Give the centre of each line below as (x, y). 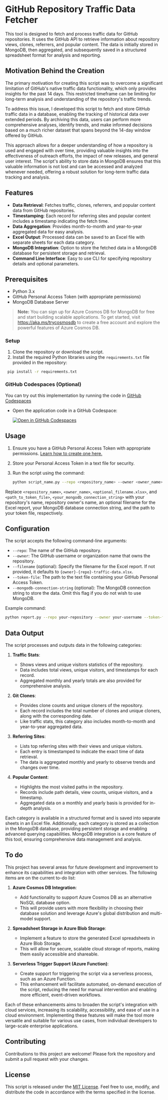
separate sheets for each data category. (54, 242)
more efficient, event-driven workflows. (60, 995)
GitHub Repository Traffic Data (70, 9)
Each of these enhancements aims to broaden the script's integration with (81, 1004)
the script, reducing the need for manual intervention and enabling (88, 989)
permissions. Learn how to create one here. (57, 453)
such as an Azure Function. (48, 979)
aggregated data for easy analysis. (48, 231)
